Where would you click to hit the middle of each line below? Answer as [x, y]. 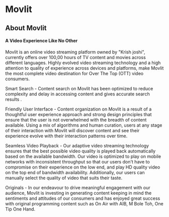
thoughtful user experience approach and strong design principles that [78, 114]
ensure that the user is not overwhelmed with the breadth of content [76, 120]
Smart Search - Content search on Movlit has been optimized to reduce [79, 88]
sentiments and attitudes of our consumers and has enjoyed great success [83, 198]
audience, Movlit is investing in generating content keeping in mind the [78, 193]
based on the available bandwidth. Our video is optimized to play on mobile [83, 156]
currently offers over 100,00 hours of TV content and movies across [75, 57]
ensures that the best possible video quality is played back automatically [80, 151]
